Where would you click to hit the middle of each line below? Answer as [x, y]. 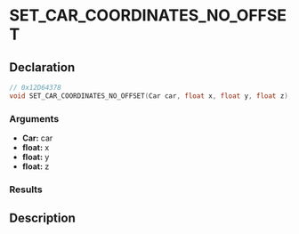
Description [42, 218]
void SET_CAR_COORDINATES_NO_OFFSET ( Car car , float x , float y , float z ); [151, 96]
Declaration [42, 67]
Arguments [34, 118]
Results [26, 190]
